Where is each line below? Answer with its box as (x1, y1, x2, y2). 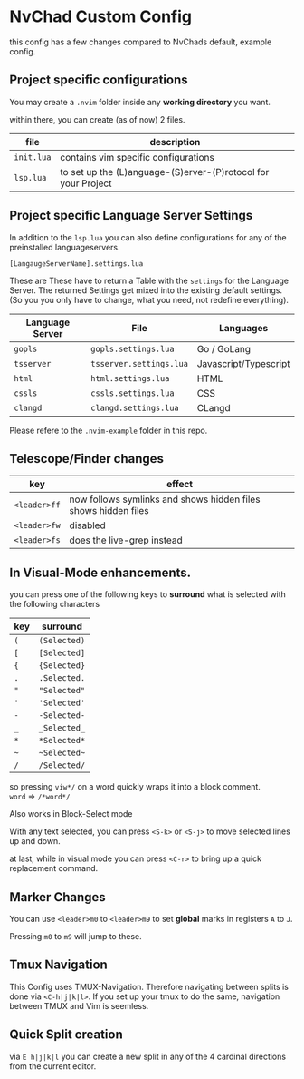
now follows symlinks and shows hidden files (69, 493, 261, 505)
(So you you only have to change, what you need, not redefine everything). (9, 294, 290, 305)
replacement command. (9, 863, 99, 874)
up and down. (9, 836, 61, 847)
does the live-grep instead (69, 534, 183, 546)
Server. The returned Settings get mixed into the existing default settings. (9, 284, 283, 296)
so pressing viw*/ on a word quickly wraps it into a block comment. (9, 781, 261, 792)
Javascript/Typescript (196, 357, 290, 369)
